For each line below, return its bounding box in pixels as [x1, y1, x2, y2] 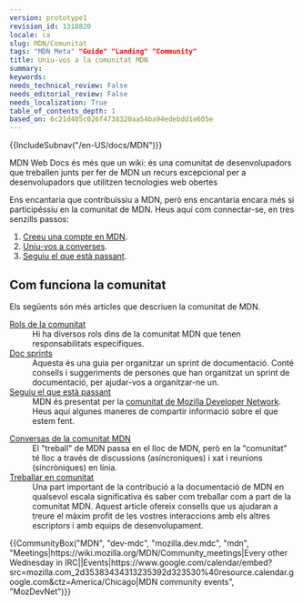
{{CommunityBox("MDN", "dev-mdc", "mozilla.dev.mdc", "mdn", [9, 538, 249, 549]
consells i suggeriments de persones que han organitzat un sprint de [32, 367, 290, 378]
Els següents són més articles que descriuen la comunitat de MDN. [9, 301, 261, 312]
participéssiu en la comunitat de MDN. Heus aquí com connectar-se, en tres [9, 204, 295, 215]
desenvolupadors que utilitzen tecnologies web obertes [9, 176, 218, 187]
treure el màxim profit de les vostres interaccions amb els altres [32, 510, 271, 521]
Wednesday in [9, 557, 64, 568]
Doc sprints [9, 348, 53, 358]
